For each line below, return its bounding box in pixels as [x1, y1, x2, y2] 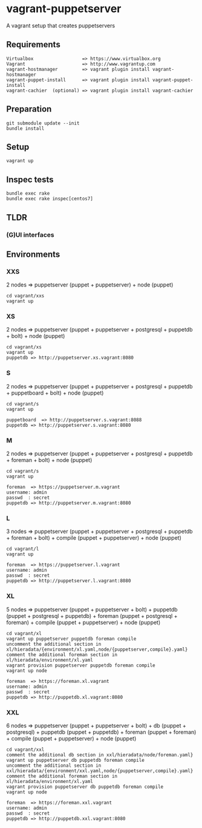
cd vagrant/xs [6, 344, 42, 350]
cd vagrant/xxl [6, 746, 45, 753]
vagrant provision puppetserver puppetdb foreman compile [6, 662, 155, 668]
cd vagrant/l [6, 546, 39, 552]
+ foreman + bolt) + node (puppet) [6, 456, 93, 464]
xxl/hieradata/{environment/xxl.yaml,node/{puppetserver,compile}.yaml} [6, 767, 194, 774]
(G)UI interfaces [6, 230, 54, 239]
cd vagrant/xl [6, 630, 42, 636]
